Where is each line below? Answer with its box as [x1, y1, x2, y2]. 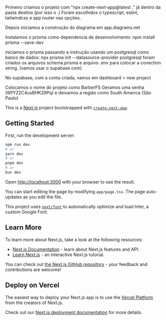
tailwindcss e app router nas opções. [5, 15, 81, 20]
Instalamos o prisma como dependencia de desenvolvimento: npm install [5, 34, 155, 40]
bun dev [5, 170, 21, 175]
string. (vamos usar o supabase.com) [5, 65, 82, 71]
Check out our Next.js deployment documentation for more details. [5, 309, 143, 315]
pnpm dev [5, 161, 23, 166]
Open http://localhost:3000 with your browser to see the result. [5, 179, 136, 185]
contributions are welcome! [5, 267, 61, 273]
